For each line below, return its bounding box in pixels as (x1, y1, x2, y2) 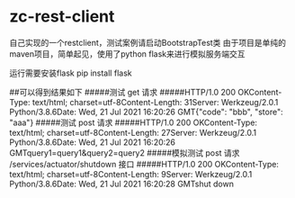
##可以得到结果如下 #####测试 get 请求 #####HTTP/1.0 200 (9, 86, 237, 97)
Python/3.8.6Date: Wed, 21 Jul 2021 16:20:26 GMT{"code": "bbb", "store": (9, 106, 283, 117)
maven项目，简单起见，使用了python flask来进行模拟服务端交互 (9, 48, 246, 59)
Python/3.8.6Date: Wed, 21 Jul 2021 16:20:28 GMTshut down (9, 178, 234, 189)
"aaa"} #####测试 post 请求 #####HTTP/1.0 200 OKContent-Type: (9, 117, 258, 128)
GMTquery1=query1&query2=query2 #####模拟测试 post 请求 (9, 147, 240, 158)
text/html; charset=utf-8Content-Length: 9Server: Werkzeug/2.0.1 (9, 168, 253, 179)
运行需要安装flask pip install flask (9, 67, 132, 78)
